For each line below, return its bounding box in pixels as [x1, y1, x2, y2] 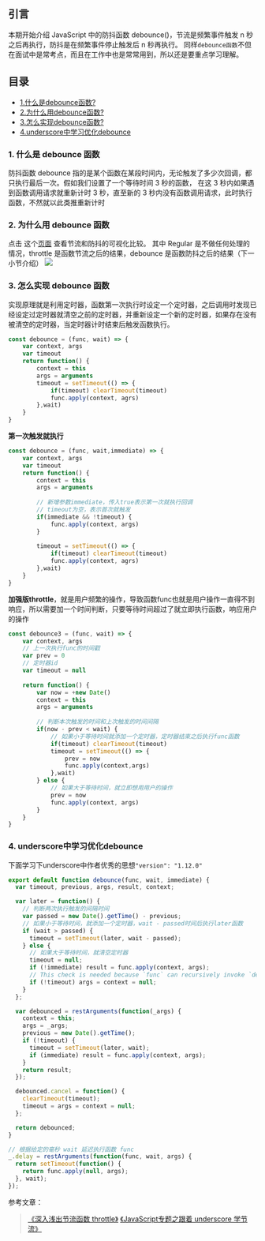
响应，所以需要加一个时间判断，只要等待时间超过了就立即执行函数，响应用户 [8, 604, 257, 613]
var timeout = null [22, 666, 87, 675]
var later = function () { [15, 898, 101, 905]
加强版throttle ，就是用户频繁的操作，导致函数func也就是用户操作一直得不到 [8, 594, 255, 604]
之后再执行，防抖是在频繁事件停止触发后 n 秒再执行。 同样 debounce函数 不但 [8, 39, 252, 49]
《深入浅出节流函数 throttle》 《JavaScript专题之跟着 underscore [27, 1214, 233, 1224]
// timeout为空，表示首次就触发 [36, 506, 131, 514]
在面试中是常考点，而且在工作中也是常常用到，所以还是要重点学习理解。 [8, 50, 243, 59]
